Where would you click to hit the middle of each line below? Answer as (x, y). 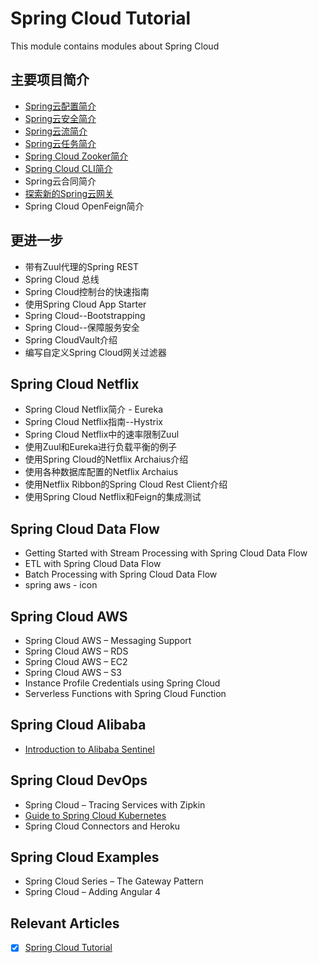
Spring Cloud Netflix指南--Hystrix (93, 422)
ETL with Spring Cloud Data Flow (93, 564)
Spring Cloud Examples (85, 857)
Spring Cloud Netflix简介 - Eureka (94, 409)
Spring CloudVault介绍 (71, 339)
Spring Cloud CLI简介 (68, 168)
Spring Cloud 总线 (62, 279)
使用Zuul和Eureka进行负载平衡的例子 (100, 447)
